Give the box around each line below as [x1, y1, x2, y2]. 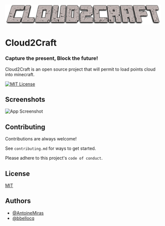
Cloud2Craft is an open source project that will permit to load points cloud [5, 66, 156, 72]
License [5, 169, 30, 178]
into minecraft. [5, 71, 35, 77]
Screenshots [5, 95, 45, 103]
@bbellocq [12, 215, 35, 221]
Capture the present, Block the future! [5, 55, 98, 62]
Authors [5, 197, 31, 205]
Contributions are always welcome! [5, 136, 77, 142]
